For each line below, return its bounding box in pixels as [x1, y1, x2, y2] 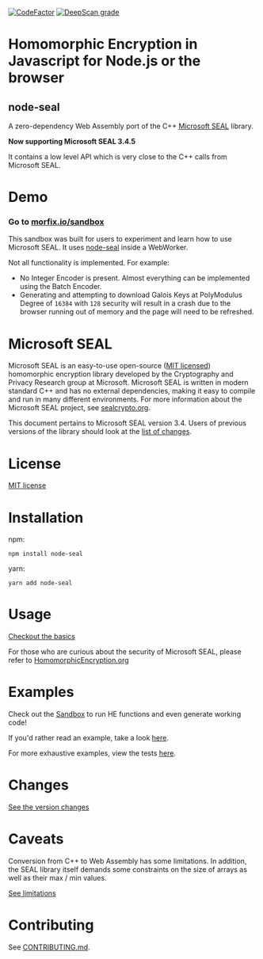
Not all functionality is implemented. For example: [8, 258, 170, 268]
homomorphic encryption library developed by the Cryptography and [8, 369, 234, 379]
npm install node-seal [8, 550, 83, 558]
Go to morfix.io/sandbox [8, 216, 105, 227]
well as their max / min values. [8, 873, 107, 883]
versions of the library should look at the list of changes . [8, 427, 192, 436]
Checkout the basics [8, 632, 75, 641]
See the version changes [8, 802, 90, 812]
